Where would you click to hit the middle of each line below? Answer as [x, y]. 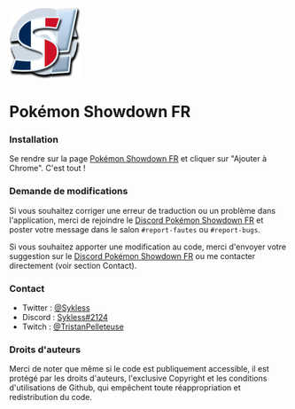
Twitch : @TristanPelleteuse [73, 326]
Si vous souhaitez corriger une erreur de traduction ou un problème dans [143, 210]
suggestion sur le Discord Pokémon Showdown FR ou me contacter [132, 256]
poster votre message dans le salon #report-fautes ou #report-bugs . [135, 229]
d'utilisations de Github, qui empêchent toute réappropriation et [125, 388]
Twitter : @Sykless [56, 308]
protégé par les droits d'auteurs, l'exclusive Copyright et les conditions [138, 378]
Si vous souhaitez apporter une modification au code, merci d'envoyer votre [147, 247]
